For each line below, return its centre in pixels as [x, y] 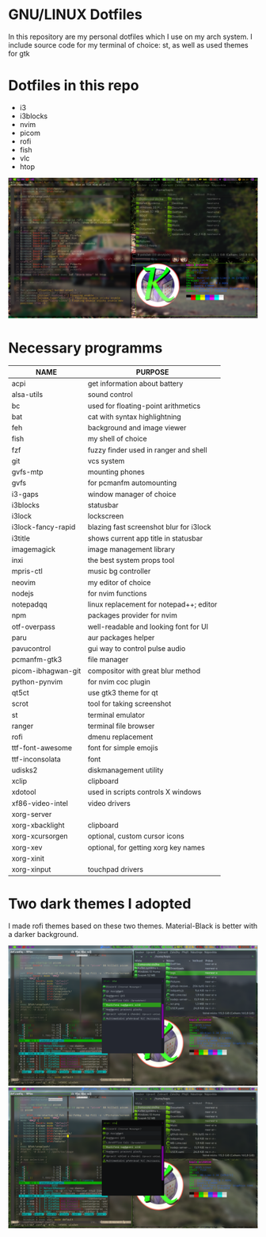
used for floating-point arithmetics [144, 406]
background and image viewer [137, 428]
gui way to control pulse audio [137, 649]
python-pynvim [37, 681]
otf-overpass [33, 626]
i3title [21, 538]
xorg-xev [27, 847]
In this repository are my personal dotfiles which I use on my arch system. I [131, 37]
